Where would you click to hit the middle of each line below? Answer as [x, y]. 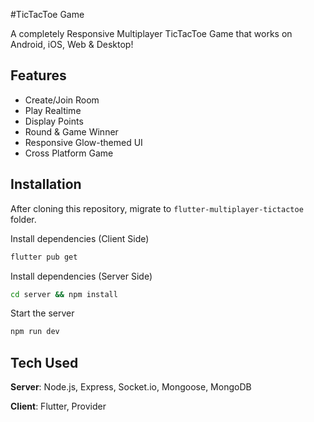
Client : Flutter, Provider [58, 406]
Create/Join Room [62, 100]
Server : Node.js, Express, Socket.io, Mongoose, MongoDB [131, 387]
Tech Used [44, 362]
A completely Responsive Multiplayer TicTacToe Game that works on [151, 33]
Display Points [54, 121]
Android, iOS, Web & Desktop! [72, 44]
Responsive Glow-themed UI [83, 142]
